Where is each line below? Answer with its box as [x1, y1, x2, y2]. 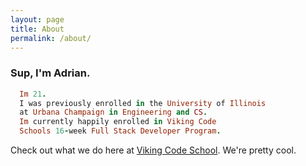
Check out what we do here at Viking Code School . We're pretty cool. [10, 144, 297, 156]
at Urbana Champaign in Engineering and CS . [19, 107, 208, 118]
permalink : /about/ [10, 33, 92, 43]
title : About [10, 24, 65, 34]
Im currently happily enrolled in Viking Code [19, 117, 217, 127]
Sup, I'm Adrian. [10, 66, 91, 80]
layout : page [10, 14, 65, 25]
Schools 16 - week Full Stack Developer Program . [19, 126, 222, 136]
